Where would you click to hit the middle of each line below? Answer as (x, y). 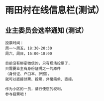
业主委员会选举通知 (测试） (47, 30)
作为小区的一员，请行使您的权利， (35, 89)
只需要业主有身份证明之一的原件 (33, 68)
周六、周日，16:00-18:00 (29, 53)
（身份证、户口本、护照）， (28, 74)
